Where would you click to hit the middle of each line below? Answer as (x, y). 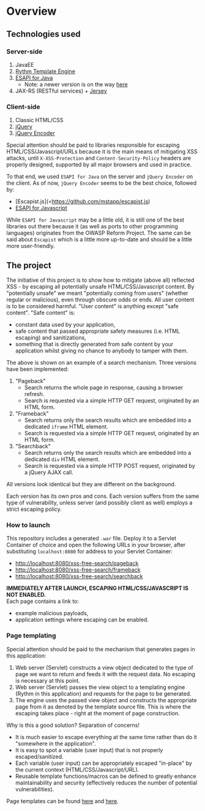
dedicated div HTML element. (62, 459)
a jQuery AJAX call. (49, 472)
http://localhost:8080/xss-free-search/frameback (78, 570)
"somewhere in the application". (55, 743)
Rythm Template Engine (45, 71)
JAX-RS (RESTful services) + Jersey (61, 91)
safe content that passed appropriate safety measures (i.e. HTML (98, 331)
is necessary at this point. (48, 680)
